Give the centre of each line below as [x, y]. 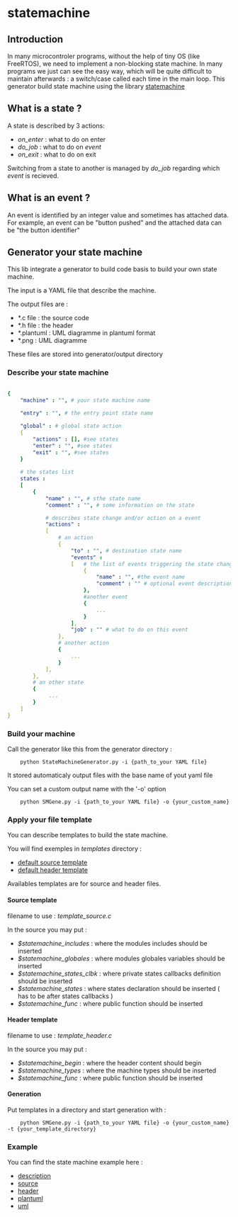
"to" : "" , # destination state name [126, 550]
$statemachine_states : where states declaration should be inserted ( [119, 988]
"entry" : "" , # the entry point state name [87, 413]
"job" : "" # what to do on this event [130, 630]
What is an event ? [49, 198]
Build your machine [41, 733]
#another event [106, 597]
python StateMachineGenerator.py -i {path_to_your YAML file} [114, 762]
